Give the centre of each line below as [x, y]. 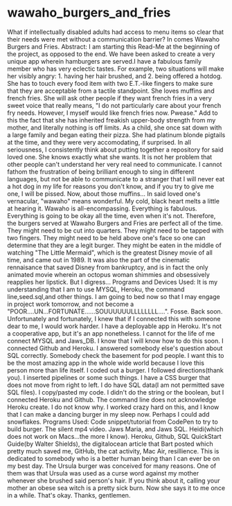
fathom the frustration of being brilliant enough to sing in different [101, 172]
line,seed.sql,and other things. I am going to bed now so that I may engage [114, 296]
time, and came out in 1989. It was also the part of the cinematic [99, 260]
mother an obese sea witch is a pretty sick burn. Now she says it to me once [116, 488]
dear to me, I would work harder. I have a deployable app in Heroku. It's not [115, 326]
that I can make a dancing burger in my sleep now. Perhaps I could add [108, 414]
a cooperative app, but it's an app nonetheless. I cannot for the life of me [111, 333]
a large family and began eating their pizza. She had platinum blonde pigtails [116, 135]
